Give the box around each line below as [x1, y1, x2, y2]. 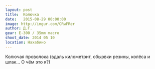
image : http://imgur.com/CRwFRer [5, 21, 75, 26]
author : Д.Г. [5, 26, 33, 31]
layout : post [5, 7, 33, 12]
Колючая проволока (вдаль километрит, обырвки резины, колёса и [5, 53, 150, 59]
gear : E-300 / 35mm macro [5, 30, 59, 35]
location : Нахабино [5, 40, 46, 45]
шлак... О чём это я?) [5, 58, 51, 65]
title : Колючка [5, 12, 39, 17]
